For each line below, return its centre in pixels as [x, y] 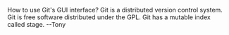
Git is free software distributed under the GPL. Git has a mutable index [109, 17]
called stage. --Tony [37, 24]
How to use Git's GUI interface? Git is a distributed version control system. [115, 10]
